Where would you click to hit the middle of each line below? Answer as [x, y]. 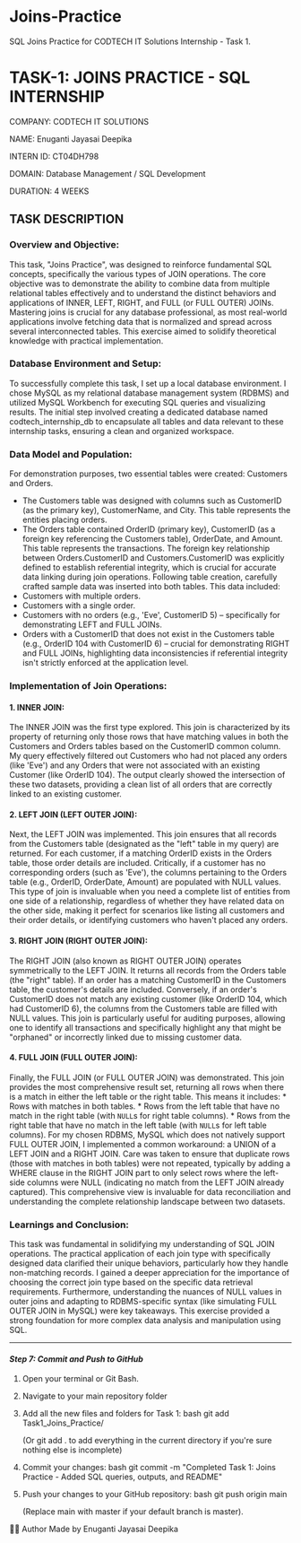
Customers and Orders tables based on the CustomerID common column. [145, 746]
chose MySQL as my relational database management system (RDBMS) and [149, 393]
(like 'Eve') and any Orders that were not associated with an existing [135, 765]
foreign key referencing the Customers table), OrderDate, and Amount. [153, 539]
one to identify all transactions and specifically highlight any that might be [146, 1027]
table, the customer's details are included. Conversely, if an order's [133, 989]
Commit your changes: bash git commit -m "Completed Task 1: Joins [149, 1468]
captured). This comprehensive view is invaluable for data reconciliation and [150, 1191]
